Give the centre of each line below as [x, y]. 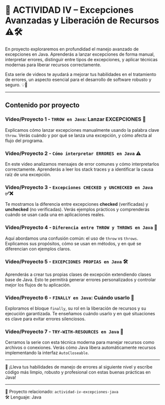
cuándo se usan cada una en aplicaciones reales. [55, 215]
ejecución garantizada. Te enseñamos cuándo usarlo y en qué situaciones [80, 314]
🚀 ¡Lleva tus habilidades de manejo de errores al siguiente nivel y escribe [79, 367]
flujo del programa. [24, 141]
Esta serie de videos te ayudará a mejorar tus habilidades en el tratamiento [81, 74]
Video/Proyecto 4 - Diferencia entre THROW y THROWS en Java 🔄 [81, 227]
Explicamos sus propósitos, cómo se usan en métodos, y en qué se [73, 243]
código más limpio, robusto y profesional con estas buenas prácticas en [78, 372]
